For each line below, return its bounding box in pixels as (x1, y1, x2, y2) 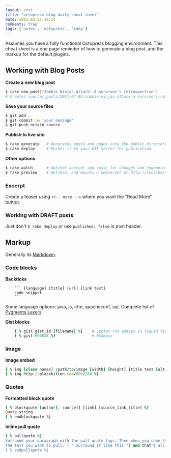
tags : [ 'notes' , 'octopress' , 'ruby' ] (5, 26, 88, 32)
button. (5, 199, 20, 205)
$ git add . (5, 113, 31, 118)
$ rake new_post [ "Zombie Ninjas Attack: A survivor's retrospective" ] (5, 89, 158, 94)
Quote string (5, 410, 33, 415)
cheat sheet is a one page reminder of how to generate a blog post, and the (5, 46, 164, 52)
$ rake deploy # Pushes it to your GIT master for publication (5, 146, 152, 152)
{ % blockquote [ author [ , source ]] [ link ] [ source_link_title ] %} (5, 405, 149, 410)
